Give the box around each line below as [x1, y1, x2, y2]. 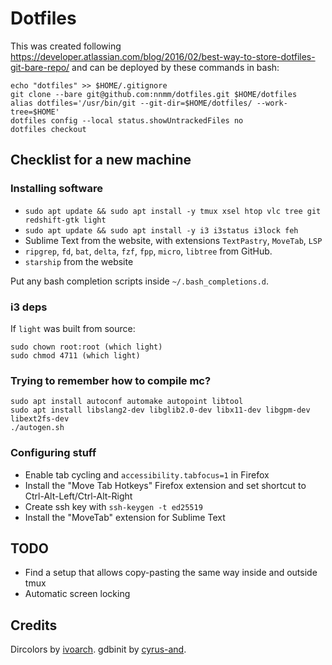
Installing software [10, 182, 103, 196]
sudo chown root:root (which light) [10, 342, 163, 352]
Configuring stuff [10, 446, 97, 460]
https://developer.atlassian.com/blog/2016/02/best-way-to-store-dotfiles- [10, 50, 316, 62]
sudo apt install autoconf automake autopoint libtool [10, 397, 244, 407]
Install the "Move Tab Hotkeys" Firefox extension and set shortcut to [24, 479, 307, 491]
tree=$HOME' [10, 107, 60, 117]
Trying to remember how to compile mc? [10, 373, 212, 387]
